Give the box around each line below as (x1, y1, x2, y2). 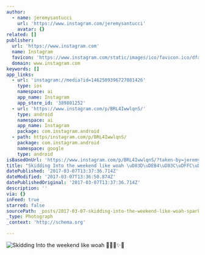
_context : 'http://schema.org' (6, 220, 86, 226)
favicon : (12, 54, 34, 61)
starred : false (6, 202, 45, 209)
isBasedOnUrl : (6, 157, 43, 163)
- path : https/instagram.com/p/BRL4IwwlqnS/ (12, 134, 127, 141)
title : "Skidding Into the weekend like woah (6, 163, 124, 169)
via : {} (6, 191, 26, 197)
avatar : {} (17, 26, 45, 32)
